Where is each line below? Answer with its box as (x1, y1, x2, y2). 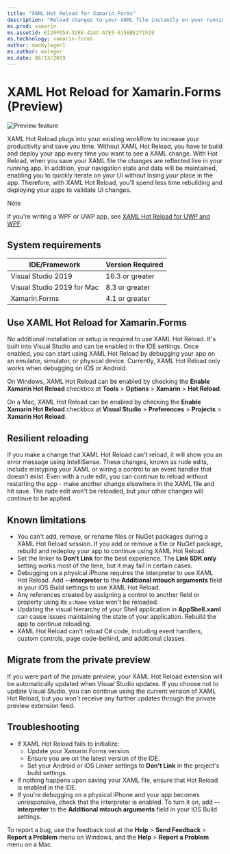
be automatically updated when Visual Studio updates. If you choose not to (7, 679, 219, 687)
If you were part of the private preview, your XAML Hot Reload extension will (7, 672, 222, 681)
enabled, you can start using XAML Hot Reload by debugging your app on (7, 350, 216, 358)
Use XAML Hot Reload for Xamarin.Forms (7, 317, 187, 328)
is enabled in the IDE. (16, 783, 77, 792)
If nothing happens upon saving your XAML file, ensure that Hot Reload (16, 776, 218, 784)
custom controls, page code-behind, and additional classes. (16, 634, 187, 642)
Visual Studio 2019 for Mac (10, 282, 99, 292)
